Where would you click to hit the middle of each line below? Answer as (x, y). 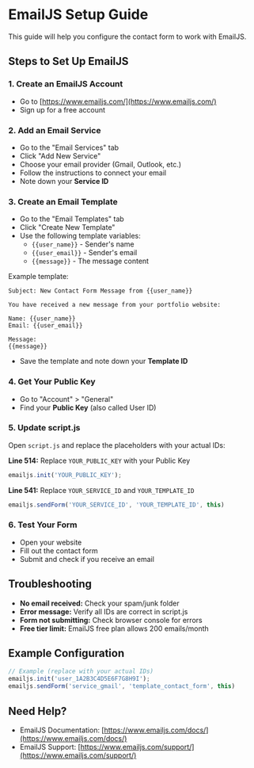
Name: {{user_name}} (42, 319)
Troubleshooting (50, 584)
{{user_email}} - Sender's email (84, 253)
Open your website (51, 542)
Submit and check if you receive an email (87, 559)
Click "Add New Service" (60, 155)
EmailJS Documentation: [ (62, 730)
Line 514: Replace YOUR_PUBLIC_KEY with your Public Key (99, 460)
